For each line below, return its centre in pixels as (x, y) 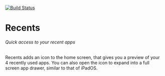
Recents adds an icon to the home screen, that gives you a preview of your (82, 57)
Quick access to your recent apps (40, 42)
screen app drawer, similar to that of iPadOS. (51, 68)
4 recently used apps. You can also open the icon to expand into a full (77, 63)
